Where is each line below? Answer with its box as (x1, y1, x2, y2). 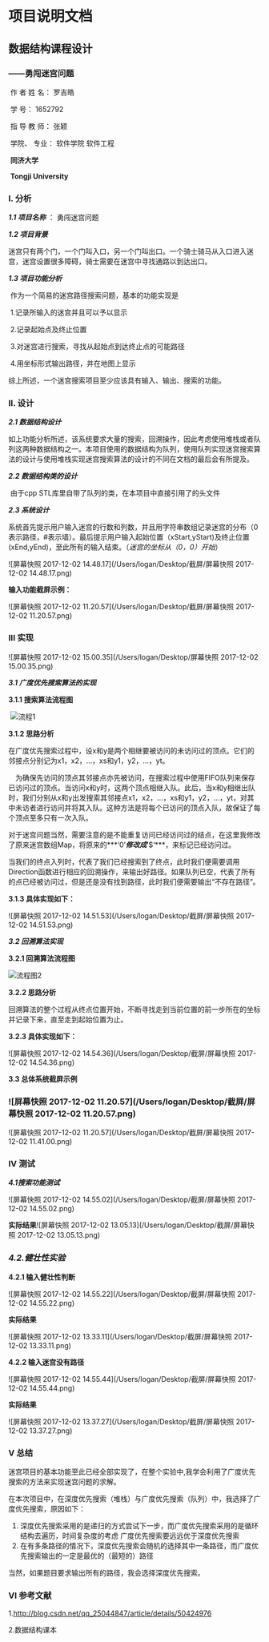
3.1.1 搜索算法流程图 (8, 694, 74, 705)
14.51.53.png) (29, 920, 74, 929)
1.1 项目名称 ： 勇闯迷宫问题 (8, 213, 99, 223)
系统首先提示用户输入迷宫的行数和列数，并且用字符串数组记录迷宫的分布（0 (8, 522, 259, 532)
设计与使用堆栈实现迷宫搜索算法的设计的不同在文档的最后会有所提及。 (22, 454, 254, 464)
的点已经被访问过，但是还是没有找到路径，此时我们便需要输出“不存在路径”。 (8, 877, 260, 886)
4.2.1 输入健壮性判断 (8, 1272, 76, 1282)
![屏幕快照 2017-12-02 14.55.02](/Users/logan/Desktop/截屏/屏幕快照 (8, 1194, 236, 1205)
